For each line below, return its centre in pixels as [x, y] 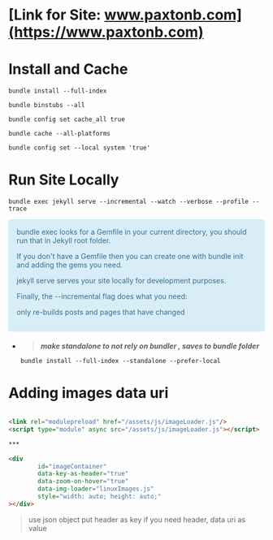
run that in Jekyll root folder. [64, 240]
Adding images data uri [89, 393]
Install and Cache [68, 69]
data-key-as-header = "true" [83, 474]
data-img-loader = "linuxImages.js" [96, 489]
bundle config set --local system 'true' [80, 148]
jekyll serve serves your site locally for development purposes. [121, 281]
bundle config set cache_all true [67, 119]
